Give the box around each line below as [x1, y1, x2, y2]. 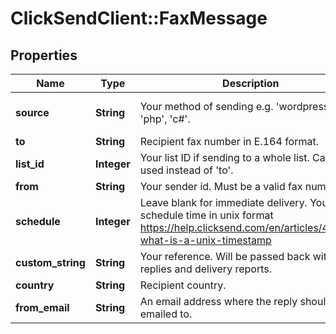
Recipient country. [139, 278, 227, 292]
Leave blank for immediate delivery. [139, 196, 308, 209]
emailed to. [139, 307, 193, 321]
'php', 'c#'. [139, 112, 191, 126]
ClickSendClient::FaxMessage [10, 7, 268, 30]
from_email [15, 301, 70, 314]
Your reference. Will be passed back [139, 250, 311, 263]
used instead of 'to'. [139, 163, 234, 177]
